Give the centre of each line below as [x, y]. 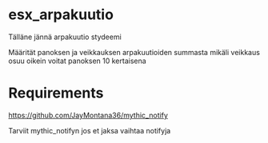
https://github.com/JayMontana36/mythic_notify [88, 115]
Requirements [56, 93]
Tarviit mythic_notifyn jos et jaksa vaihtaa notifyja [90, 130]
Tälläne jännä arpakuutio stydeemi [65, 37]
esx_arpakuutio [61, 15]
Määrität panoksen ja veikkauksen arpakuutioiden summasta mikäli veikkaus [134, 52]
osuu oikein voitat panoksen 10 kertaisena [77, 61]
